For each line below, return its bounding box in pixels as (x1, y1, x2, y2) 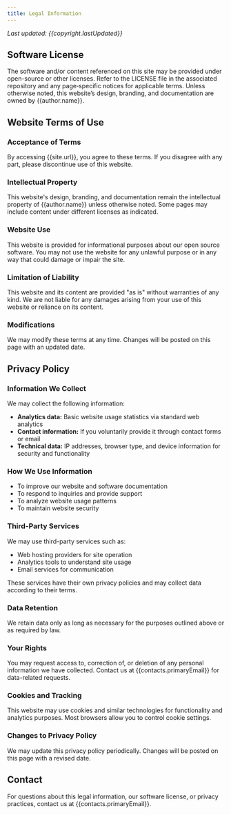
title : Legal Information (7, 10, 81, 17)
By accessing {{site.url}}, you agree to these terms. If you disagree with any (7, 153, 223, 161)
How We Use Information (7, 466, 93, 476)
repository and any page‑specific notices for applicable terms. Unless (7, 82, 205, 90)
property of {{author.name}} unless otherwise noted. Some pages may (7, 201, 208, 209)
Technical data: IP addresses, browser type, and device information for (17, 442, 221, 450)
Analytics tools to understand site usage (17, 558, 132, 566)
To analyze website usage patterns (17, 497, 117, 505)
